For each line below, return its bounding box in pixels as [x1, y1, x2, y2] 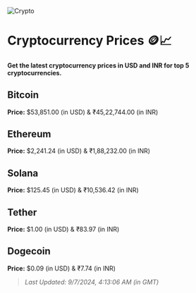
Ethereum [7, 127, 51, 140]
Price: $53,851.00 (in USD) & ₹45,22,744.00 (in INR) [7, 108, 159, 116]
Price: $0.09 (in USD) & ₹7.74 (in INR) [7, 264, 116, 273]
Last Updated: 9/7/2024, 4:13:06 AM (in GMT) [24, 278, 159, 286]
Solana [7, 167, 39, 179]
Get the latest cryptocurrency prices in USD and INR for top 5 [7, 61, 190, 70]
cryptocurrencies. [7, 68, 62, 77]
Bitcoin [7, 89, 39, 101]
